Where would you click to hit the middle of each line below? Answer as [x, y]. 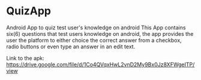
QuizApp [29, 11]
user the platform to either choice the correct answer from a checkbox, [94, 40]
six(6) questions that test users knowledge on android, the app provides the [100, 33]
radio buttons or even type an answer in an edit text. [71, 47]
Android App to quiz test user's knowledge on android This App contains [96, 27]
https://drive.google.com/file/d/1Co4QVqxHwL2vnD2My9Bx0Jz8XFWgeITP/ [100, 64]
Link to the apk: [25, 58]
